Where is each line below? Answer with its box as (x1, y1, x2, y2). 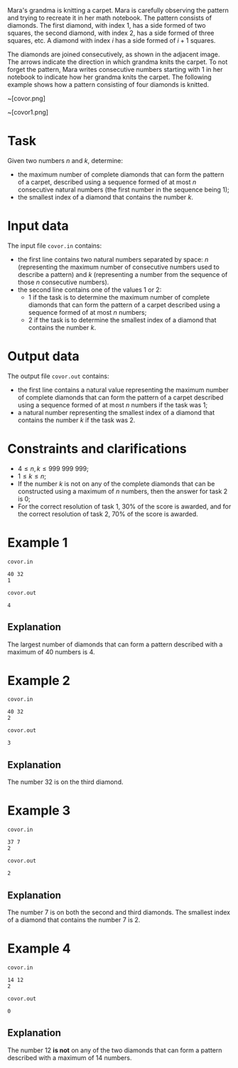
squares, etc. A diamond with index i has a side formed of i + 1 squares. (7, 36, 216, 45)
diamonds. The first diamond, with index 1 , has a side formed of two (7, 21, 206, 29)
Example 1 (7, 534, 68, 550)
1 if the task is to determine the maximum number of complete (28, 293, 210, 301)
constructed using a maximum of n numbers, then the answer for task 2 (17, 487, 228, 496)
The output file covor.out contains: (7, 372, 109, 380)
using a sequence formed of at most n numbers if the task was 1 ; (17, 400, 208, 409)
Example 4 (7, 941, 71, 957)
